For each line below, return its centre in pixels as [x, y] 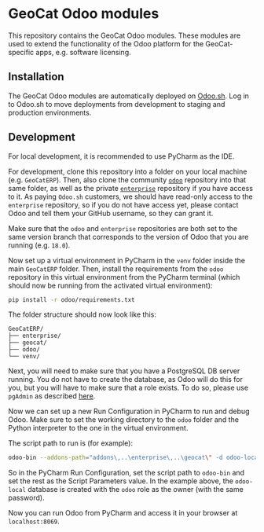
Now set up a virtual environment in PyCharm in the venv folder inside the [127, 260]
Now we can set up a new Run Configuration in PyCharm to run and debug [129, 411]
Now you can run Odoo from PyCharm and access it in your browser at [123, 513]
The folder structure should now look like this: [82, 314]
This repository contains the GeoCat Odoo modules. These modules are [125, 35]
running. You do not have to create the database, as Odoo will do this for [126, 380]
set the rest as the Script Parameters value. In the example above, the [121, 481]
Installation [36, 77]
